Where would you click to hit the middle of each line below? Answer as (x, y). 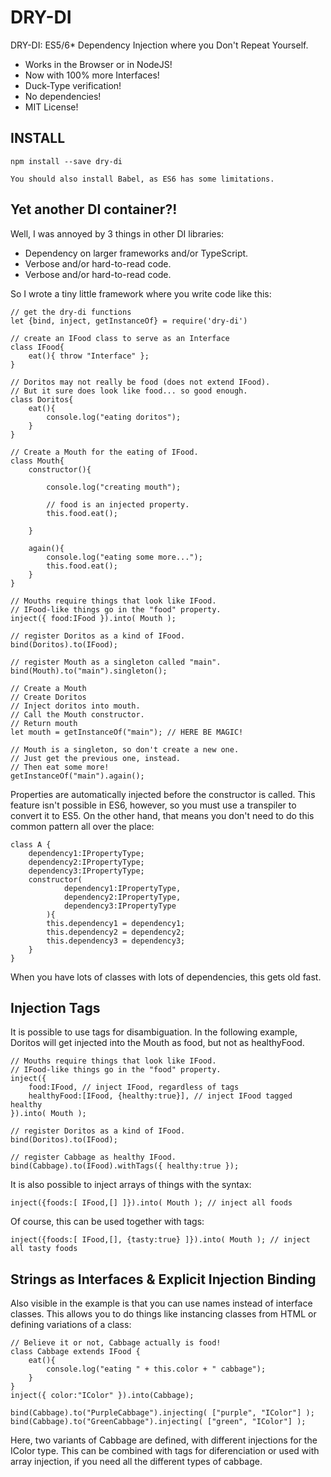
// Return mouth (44, 723)
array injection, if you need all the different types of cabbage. (136, 1462)
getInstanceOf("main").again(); (77, 776)
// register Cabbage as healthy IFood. (93, 1157)
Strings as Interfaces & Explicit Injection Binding (163, 1279)
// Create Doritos (48, 697)
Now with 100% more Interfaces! (92, 75)
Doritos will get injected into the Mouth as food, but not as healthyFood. (157, 1043)
